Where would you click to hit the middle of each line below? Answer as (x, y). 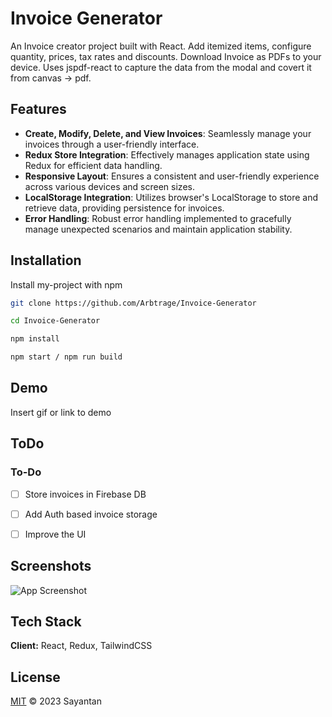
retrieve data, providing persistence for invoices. (124, 208)
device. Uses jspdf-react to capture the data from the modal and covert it (161, 67)
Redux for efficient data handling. (93, 165)
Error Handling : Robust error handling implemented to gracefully (158, 218)
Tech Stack (46, 621)
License (35, 677)
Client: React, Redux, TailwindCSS (81, 646)
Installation (46, 260)
